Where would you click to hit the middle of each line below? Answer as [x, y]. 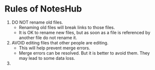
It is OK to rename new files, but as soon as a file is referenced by [85, 32]
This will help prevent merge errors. [54, 48]
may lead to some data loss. [47, 58]
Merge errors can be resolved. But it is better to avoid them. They [84, 53]
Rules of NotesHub [43, 9]
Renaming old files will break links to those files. [67, 27]
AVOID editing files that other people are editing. [60, 42]
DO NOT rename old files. [37, 22]
